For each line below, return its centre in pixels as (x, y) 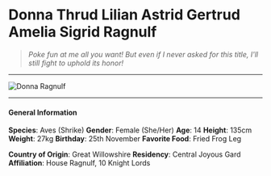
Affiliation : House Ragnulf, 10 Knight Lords (79, 163)
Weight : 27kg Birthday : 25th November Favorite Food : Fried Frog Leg (125, 139)
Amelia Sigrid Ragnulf (83, 32)
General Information (43, 112)
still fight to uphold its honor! (75, 63)
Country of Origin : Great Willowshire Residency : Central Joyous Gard (125, 154)
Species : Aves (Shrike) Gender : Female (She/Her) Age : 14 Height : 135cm (130, 130)
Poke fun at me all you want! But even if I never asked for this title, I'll (143, 54)
